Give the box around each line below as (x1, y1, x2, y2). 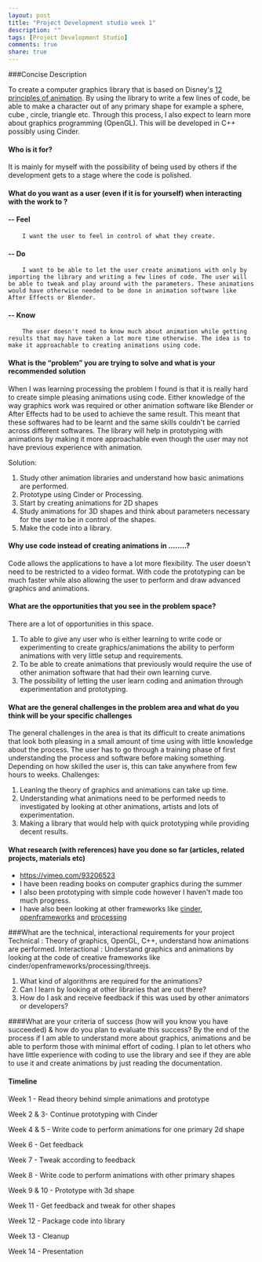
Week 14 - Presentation (8, 1246, 84, 1256)
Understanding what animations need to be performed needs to (19, 793, 226, 803)
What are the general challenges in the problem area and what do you (8, 702, 239, 712)
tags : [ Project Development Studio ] (8, 33, 128, 42)
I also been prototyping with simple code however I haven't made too (19, 888, 243, 897)
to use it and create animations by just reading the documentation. (8, 1058, 223, 1068)
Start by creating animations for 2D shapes (19, 498, 158, 507)
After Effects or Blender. (8, 294, 96, 302)
